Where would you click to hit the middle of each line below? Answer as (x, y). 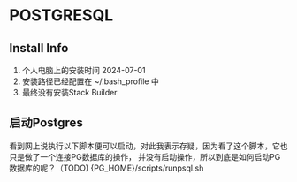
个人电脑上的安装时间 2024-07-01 (84, 70)
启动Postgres (46, 123)
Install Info (39, 48)
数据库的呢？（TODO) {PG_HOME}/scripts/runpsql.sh (107, 168)
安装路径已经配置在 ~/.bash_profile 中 (90, 81)
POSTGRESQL (61, 15)
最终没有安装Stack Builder (69, 92)
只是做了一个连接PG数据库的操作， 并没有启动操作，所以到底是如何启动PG (145, 156)
